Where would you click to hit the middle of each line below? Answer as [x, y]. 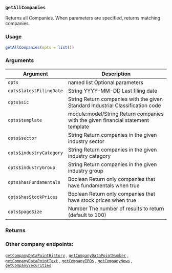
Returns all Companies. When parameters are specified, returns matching [83, 18]
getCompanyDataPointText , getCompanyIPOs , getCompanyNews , [69, 260]
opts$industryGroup [31, 167]
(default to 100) [87, 215]
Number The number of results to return [116, 208]
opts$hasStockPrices [33, 197]
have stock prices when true [102, 200]
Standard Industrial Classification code [114, 106]
